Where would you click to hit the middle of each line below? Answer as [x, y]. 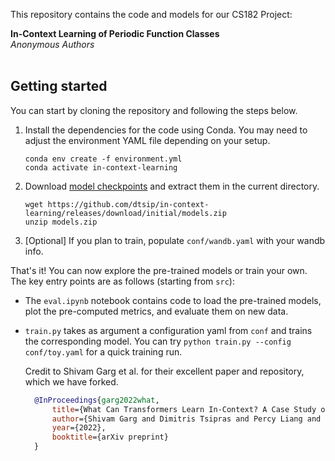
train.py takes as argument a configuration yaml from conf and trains [168, 330]
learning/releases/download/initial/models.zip [125, 213]
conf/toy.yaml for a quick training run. [103, 351]
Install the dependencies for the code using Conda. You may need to [166, 130]
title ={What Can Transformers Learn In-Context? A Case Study [184, 409]
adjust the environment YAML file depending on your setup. [147, 140]
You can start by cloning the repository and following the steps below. [154, 110]
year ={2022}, [79, 428]
